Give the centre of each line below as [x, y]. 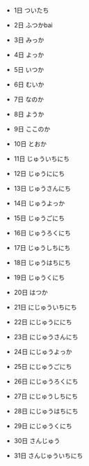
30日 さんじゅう [37, 441]
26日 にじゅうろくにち [46, 381]
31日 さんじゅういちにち [48, 456]
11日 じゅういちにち [42, 159]
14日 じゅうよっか [39, 203]
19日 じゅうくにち [39, 277]
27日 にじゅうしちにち [46, 396]
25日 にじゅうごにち [43, 366]
